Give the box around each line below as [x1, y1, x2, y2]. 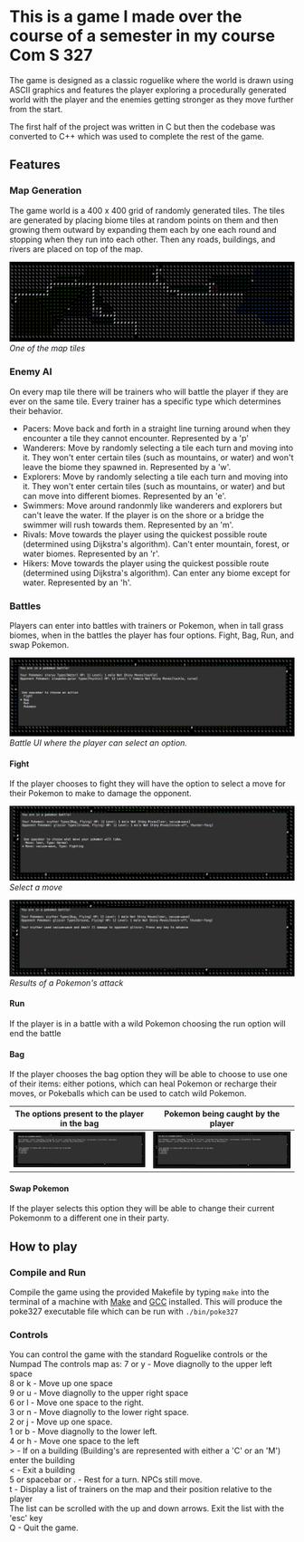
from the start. [9, 103, 63, 114]
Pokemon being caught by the [164, 1108, 280, 1119]
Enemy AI [9, 365, 52, 378]
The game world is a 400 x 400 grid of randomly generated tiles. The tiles [9, 205, 285, 216]
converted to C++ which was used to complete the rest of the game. [9, 130, 265, 141]
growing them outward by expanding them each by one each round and [9, 224, 278, 235]
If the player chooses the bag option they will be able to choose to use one [9, 1069, 288, 1080]
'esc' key [9, 1513, 43, 1524]
